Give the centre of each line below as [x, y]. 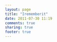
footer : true [18, 32]
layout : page [18, 9]
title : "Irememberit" [27, 14]
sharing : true [19, 28]
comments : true [20, 23]
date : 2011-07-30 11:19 [29, 18]
